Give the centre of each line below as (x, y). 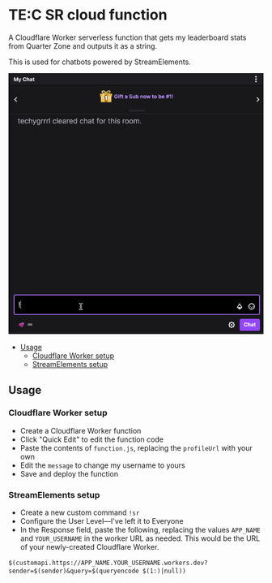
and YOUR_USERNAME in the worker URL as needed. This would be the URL (140, 538)
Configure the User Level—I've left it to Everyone (102, 521)
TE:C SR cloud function (88, 15)
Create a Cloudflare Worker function (81, 430)
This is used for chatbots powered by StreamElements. (100, 62)
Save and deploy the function (69, 473)
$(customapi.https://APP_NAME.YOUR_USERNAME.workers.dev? (108, 563)
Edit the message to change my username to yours (102, 465)
